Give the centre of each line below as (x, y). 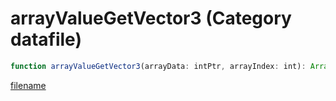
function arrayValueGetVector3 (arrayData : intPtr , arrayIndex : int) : (158, 66)
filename (28, 85)
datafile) (46, 39)
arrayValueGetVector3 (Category (151, 18)
